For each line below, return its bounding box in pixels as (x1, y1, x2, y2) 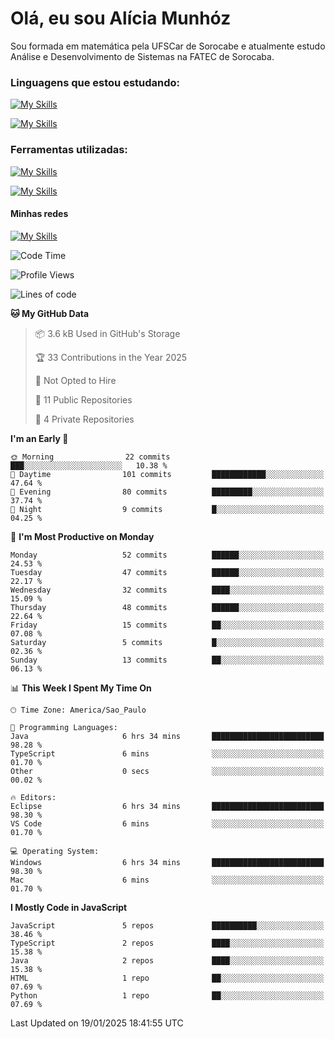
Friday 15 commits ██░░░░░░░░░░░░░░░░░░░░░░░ (10, 620, 325, 630)
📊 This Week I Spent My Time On (10, 682, 152, 694)
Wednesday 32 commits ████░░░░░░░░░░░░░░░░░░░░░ (10, 585, 325, 595)
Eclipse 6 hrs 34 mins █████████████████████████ (10, 801, 325, 811)
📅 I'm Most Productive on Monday (10, 530, 155, 542)
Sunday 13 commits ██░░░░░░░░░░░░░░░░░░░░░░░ (10, 655, 325, 665)
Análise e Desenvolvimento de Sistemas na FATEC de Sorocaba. (10, 50, 275, 62)
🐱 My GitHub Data (10, 307, 90, 319)
